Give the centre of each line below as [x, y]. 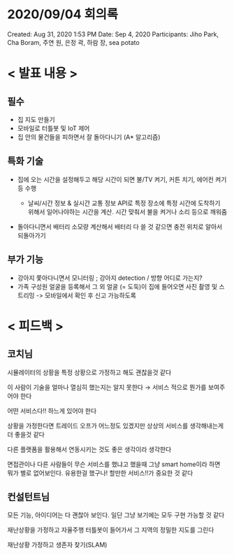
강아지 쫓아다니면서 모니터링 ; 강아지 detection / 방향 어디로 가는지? [110, 278]
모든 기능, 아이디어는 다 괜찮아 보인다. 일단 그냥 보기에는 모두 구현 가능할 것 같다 [116, 515]
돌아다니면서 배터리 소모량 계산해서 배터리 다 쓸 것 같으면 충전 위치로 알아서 [120, 226]
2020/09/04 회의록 [63, 14]
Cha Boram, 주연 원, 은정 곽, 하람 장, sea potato [73, 42]
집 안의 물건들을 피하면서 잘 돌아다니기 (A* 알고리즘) [89, 136]
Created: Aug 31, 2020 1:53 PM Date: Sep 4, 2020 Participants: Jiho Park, [113, 34]
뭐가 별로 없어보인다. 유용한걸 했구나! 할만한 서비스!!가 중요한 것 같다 [100, 472]
